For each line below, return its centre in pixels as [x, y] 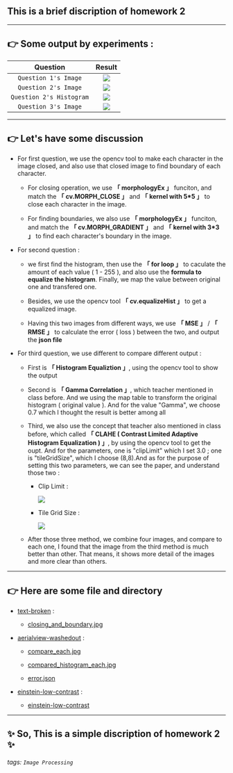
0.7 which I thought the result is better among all [97, 412]
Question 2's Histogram [50, 97]
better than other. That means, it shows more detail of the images [121, 554]
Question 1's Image [50, 78]
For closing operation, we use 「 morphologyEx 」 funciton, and [120, 188]
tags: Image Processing [40, 762]
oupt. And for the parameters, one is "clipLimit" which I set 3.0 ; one [124, 450]
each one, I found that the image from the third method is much [118, 547]
